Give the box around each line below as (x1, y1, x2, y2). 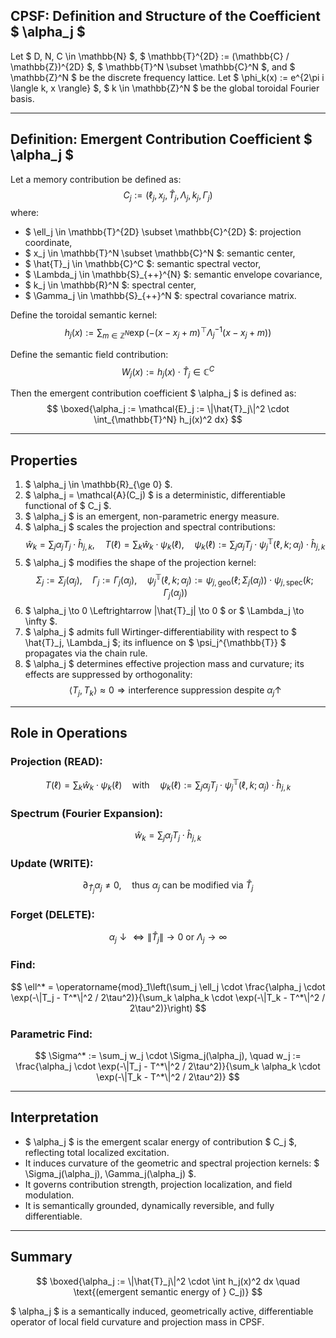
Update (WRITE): (10, 856, 94, 870)
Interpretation (10, 1109, 99, 1126)
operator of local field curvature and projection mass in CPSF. (10, 1315, 265, 1328)
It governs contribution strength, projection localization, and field (24, 1178, 293, 1190)
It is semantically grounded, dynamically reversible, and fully (24, 1199, 275, 1211)
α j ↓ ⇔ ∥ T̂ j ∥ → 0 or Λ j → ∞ (108, 930, 228, 945)
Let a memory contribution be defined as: (10, 173, 182, 185)
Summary (10, 1249, 73, 1266)
